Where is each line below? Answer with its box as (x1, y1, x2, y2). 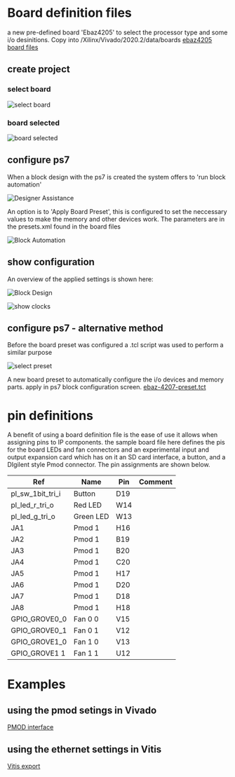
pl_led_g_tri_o (11, 512, 56, 522)
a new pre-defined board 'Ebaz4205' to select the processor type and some (7, 28, 228, 36)
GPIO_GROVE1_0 (11, 637, 67, 647)
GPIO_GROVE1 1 (11, 649, 66, 658)
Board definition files (7, 5, 132, 21)
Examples (7, 677, 66, 692)
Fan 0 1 (73, 626, 100, 635)
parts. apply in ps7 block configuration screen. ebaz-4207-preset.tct (7, 383, 206, 391)
